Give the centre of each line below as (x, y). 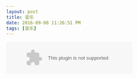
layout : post (22, 12)
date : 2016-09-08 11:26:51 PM (44, 23)
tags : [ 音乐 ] (21, 28)
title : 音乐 (20, 17)
